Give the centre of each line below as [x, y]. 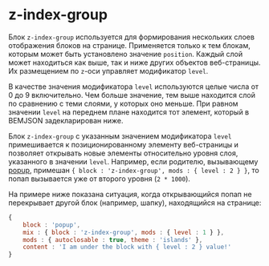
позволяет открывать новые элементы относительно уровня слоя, [123, 153]
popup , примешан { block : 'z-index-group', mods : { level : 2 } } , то [134, 170]
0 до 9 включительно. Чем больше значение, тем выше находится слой [132, 95]
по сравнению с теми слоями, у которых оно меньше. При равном [123, 103]
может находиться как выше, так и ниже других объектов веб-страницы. [134, 62]
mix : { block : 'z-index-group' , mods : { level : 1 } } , [124, 232]
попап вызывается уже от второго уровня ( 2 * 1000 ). [100, 179]
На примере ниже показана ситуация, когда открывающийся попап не [130, 194]
